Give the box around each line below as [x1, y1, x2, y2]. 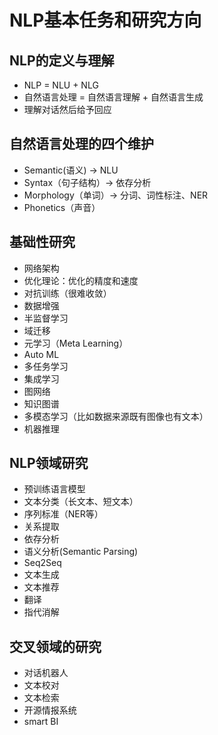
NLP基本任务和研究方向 [9, 9, 202, 32]
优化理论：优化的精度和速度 [23, 274, 139, 286]
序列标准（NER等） [23, 508, 104, 520]
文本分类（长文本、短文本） [23, 496, 139, 508]
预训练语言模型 [23, 483, 86, 495]
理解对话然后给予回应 [23, 104, 112, 115]
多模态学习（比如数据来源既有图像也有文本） [23, 410, 209, 422]
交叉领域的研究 [9, 638, 102, 655]
